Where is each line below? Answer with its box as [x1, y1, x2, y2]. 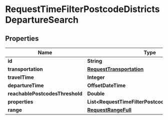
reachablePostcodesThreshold [7, 90, 82, 97]
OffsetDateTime [87, 82, 126, 89]
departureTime [7, 82, 44, 89]
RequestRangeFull [87, 106, 131, 113]
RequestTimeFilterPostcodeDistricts [5, 4, 160, 15]
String [87, 58, 102, 64]
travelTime [7, 74, 34, 81]
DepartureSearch [5, 14, 79, 26]
